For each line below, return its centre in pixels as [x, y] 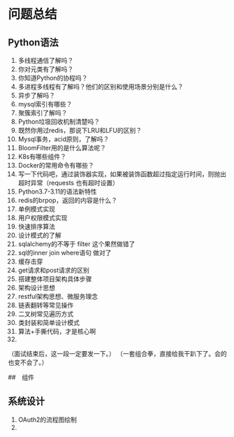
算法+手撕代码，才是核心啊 [57, 331]
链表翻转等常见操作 [46, 305]
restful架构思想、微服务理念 [58, 296]
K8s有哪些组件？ [42, 157]
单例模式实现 [36, 209]
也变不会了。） [28, 362]
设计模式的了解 [39, 235]
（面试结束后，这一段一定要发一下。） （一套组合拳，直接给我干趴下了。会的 [117, 353]
